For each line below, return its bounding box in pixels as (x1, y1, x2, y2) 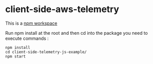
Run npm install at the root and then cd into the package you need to (5, 30, 148, 36)
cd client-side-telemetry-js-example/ (5, 49, 87, 54)
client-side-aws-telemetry (5, 4, 120, 15)
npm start (5, 54, 26, 59)
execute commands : (5, 35, 49, 41)
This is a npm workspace (5, 20, 58, 26)
